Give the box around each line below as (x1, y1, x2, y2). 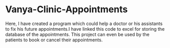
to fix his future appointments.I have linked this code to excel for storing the (5, 26, 165, 32)
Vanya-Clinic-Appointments (5, 4, 128, 15)
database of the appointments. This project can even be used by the (5, 31, 150, 37)
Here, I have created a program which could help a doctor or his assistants (5, 20, 163, 27)
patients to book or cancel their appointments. (5, 37, 103, 43)
